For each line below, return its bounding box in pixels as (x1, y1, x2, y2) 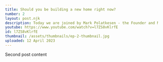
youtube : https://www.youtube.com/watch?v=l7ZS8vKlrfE (5, 25, 118, 30)
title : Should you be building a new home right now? (5, 7, 116, 12)
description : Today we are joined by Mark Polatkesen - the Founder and (5, 20, 155, 25)
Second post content (5, 51, 47, 57)
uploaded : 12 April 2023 (5, 38, 55, 43)
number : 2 (5, 12, 25, 16)
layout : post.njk (5, 16, 40, 21)
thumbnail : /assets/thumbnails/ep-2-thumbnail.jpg (5, 34, 110, 39)
